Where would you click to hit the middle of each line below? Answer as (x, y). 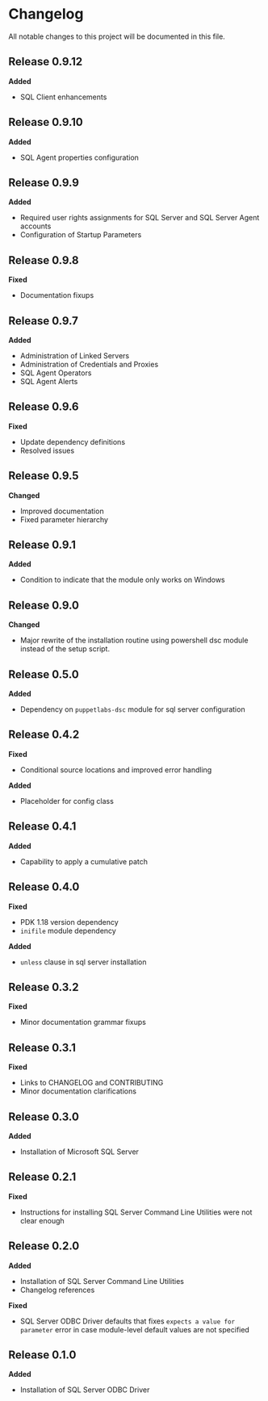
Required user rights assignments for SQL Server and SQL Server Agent (140, 218)
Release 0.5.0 (44, 674)
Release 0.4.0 (44, 887)
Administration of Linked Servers (75, 355)
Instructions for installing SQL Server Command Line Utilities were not (136, 1212)
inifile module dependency (68, 931)
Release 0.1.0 (42, 1355)
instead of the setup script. (65, 649)
